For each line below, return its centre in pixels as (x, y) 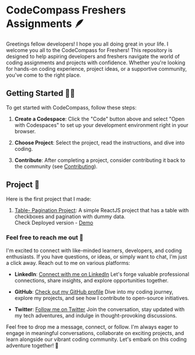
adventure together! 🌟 (32, 345)
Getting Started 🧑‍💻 (41, 93)
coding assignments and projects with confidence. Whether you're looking (96, 63)
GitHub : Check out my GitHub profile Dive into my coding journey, (94, 292)
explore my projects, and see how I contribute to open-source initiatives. (102, 298)
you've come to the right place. (43, 75)
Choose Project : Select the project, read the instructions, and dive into (100, 142)
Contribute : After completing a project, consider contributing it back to (100, 160)
